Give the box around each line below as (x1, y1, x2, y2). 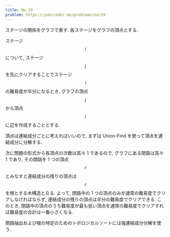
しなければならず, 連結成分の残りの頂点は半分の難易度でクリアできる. (9, 196, 156, 202)
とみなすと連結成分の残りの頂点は (5, 173, 77, 179)
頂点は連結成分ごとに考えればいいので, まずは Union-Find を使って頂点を (5, 133, 159, 139)
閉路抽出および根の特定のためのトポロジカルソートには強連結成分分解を (5, 220, 157, 226)
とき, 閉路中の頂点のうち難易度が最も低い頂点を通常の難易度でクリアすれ (9, 202, 164, 209)
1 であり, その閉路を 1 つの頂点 (5, 156, 69, 162)
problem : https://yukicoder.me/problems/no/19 (5, 12, 106, 17)
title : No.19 (5, 7, 33, 13)
